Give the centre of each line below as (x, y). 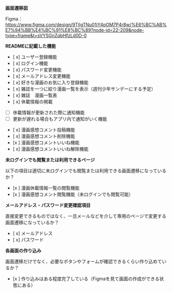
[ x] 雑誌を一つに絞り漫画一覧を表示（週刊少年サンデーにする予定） (84, 89)
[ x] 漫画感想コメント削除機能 (44, 136)
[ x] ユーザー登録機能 (35, 57)
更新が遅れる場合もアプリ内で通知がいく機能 (60, 119)
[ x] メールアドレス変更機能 (41, 76)
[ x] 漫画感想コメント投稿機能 (44, 130)
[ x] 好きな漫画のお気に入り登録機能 (50, 82)
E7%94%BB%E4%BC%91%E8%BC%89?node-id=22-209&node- (75, 30)
